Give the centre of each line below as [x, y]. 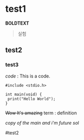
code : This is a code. [28, 76]
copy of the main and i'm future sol [42, 123]
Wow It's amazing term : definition [41, 113]
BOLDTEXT [17, 23]
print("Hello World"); [32, 99]
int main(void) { [24, 94]
